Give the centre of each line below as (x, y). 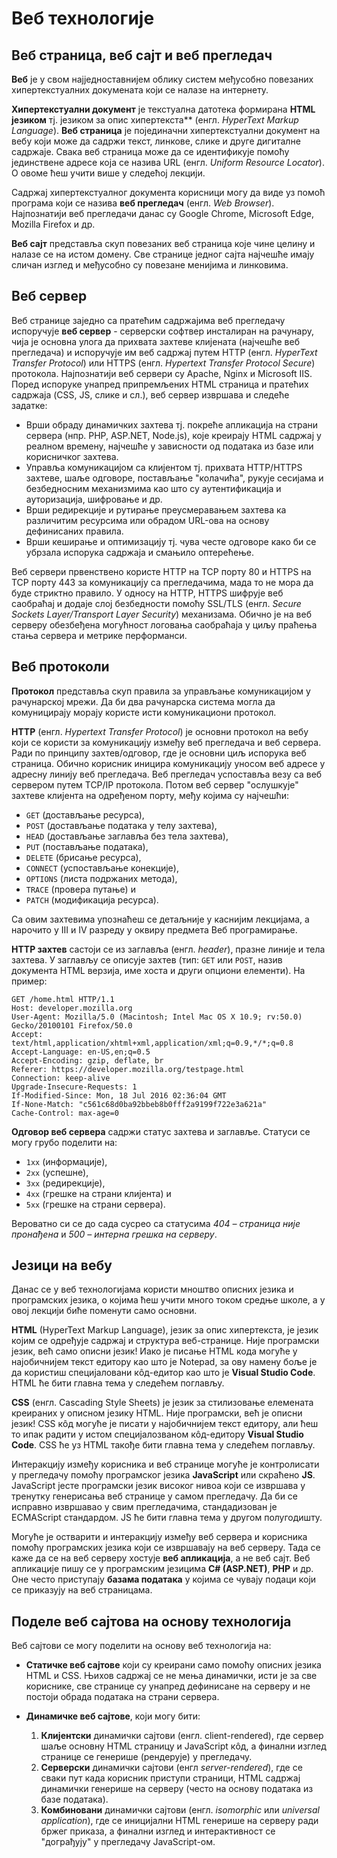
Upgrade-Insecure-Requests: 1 (74, 1087)
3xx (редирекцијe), (65, 1183)
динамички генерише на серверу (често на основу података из (177, 1789)
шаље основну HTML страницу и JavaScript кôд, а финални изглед (183, 1746)
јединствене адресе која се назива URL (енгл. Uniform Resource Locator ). (168, 162)
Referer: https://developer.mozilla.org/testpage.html (128, 1069)
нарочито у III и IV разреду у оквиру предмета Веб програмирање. (154, 929)
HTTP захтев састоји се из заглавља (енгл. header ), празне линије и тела (168, 949)
